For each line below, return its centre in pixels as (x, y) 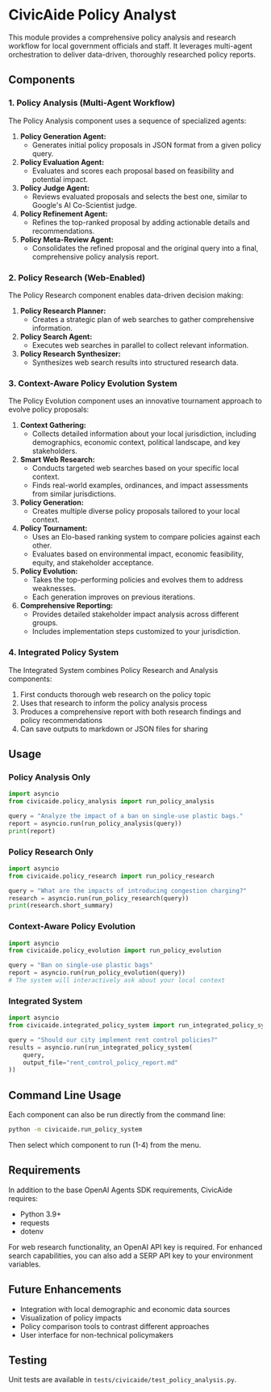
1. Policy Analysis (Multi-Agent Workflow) (92, 103)
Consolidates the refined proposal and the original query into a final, (145, 248)
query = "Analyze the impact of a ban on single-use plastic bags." (126, 816)
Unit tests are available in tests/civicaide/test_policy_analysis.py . (123, 1380)
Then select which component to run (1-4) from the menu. (105, 1145)
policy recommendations (61, 720)
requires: (23, 1198)
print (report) (32, 831)
